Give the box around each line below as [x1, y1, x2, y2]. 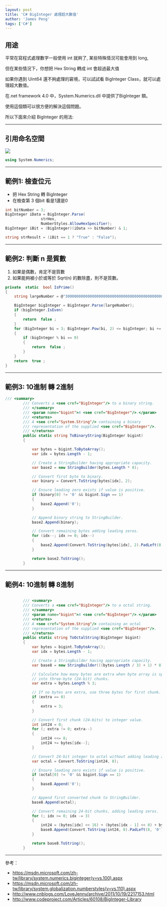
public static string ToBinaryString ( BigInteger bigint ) [23, 433, 143, 438]
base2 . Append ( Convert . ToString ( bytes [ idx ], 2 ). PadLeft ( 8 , [40, 543, 164, 547]
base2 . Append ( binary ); [31, 520, 79, 525]
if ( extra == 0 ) [31, 695, 66, 700]
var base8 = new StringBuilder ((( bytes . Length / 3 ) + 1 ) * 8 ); [31, 662, 166, 668]
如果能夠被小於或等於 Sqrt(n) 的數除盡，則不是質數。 [12, 274, 121, 281]
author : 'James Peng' [5, 16, 50, 21]
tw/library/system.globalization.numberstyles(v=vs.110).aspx [12, 886, 136, 892]
